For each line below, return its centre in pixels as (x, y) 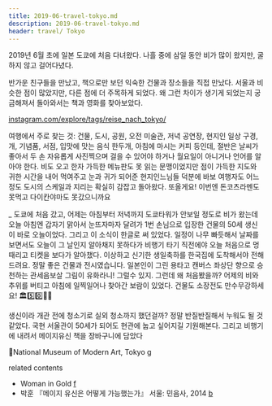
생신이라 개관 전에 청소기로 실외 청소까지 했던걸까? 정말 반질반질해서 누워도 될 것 (136, 316)
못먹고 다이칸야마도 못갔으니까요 (60, 197)
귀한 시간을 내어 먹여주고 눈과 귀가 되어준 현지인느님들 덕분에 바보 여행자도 (127, 177)
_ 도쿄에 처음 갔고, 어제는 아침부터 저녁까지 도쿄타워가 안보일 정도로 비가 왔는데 (133, 214)
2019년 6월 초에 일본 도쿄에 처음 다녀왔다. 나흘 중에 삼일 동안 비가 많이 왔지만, (132, 55)
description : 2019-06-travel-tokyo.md (74, 24)
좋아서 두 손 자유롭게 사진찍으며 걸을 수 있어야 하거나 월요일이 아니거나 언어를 (131, 156)
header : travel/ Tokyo (47, 31)
